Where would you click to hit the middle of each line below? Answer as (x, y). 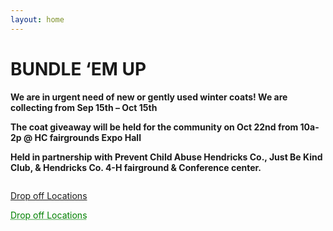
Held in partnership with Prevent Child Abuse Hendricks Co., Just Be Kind (166, 157)
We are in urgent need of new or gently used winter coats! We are (149, 97)
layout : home (37, 19)
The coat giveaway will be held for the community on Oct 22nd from (154, 127)
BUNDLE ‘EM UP (78, 68)
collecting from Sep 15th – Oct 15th (84, 107)
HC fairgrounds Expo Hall (88, 137)
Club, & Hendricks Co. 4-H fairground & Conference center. (136, 167)
